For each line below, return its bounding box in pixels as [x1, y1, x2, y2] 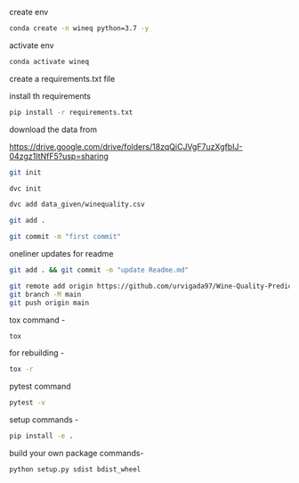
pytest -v [9, 398, 46, 407]
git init [9, 168, 42, 176]
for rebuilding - [9, 348, 65, 358]
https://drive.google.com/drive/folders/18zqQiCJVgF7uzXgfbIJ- [9, 141, 243, 151]
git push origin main [9, 298, 90, 307]
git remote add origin [9, 282, 93, 291]
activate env [9, 39, 55, 51]
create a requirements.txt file [9, 73, 116, 84]
